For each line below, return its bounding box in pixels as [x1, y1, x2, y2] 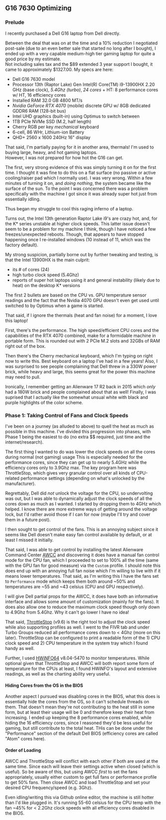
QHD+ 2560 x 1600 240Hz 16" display [12, 134, 91, 140]
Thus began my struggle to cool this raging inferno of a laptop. [5, 205, 133, 211]
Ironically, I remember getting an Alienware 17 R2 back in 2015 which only [5, 383, 156, 389]
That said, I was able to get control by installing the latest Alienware [5, 546, 143, 552]
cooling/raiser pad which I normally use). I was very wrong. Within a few [5, 174, 153, 181]
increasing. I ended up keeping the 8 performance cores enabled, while [5, 715, 152, 721]
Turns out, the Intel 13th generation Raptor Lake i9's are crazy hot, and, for [5, 215, 158, 221]
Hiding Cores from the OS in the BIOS [5, 682, 83, 688]
